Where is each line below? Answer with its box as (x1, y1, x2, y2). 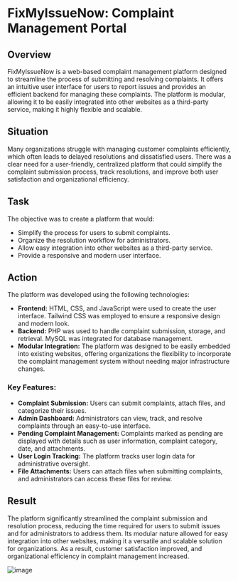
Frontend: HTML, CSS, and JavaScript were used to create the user (17, 304, 217, 313)
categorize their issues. (17, 406, 87, 414)
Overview (7, 48, 52, 61)
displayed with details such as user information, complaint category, (17, 436, 218, 445)
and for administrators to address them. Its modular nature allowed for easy (7, 529, 229, 538)
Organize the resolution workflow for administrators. (17, 236, 171, 244)
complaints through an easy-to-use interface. (17, 422, 151, 430)
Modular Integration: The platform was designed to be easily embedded (17, 342, 231, 350)
